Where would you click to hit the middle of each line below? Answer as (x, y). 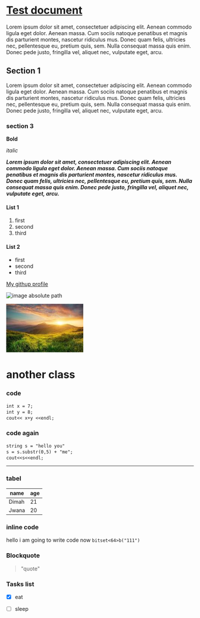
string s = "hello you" (36, 446)
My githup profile (27, 284)
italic (12, 151)
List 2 (13, 246)
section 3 (20, 126)
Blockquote (23, 555)
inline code (23, 527)
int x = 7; (20, 406)
